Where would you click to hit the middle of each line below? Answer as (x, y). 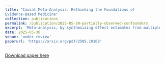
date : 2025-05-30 (23, 32)
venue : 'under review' (28, 37)
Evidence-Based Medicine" (31, 14)
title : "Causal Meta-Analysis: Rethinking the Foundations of (70, 10)
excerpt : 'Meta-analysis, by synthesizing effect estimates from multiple (83, 28)
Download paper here (27, 55)
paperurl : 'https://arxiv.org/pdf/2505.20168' (54, 42)
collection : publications (31, 19)
